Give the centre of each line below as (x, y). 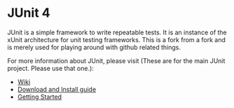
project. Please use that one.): (51, 68)
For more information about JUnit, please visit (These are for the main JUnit (116, 60)
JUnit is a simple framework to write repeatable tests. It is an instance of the (117, 32)
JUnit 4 (29, 13)
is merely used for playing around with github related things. (94, 47)
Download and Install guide (57, 89)
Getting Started (39, 97)
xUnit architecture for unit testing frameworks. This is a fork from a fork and (117, 39)
